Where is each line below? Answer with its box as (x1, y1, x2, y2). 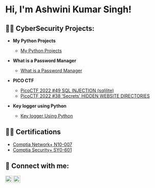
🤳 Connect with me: (5, 162, 69, 171)
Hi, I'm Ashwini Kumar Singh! (5, 4, 132, 15)
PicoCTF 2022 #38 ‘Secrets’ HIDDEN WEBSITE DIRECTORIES (20, 93, 150, 99)
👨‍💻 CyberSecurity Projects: (5, 24, 95, 33)
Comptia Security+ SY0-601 (12, 146, 72, 153)
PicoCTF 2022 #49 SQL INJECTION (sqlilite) (20, 87, 114, 93)
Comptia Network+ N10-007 (12, 141, 73, 147)
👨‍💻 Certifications (5, 127, 61, 137)
